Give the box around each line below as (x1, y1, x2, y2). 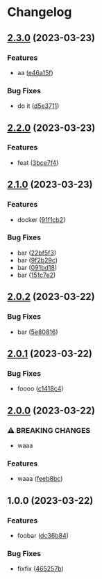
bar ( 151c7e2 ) (17, 271, 56, 279)
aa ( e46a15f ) (17, 68, 53, 77)
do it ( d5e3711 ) (17, 102, 60, 110)
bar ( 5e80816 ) (17, 328, 58, 336)
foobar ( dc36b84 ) (17, 531, 69, 539)
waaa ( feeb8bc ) (17, 475, 63, 483)
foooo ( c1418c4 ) (17, 384, 64, 393)
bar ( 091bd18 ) (17, 263, 58, 271)
